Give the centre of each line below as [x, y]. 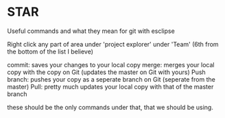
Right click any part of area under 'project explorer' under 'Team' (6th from [113, 44]
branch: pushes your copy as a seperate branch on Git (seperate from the [111, 79]
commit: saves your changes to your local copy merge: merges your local [111, 64]
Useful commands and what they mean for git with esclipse [91, 31]
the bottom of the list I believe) [50, 51]
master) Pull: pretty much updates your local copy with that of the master [110, 86]
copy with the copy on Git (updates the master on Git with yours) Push [106, 72]
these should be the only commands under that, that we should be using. [110, 107]
